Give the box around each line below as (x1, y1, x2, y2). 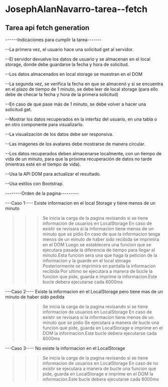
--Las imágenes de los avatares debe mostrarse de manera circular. (5, 141, 145, 147)
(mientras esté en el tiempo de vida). (5, 161, 81, 167)
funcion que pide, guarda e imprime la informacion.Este (42, 274, 157, 279)
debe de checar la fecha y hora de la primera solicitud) (5, 92, 119, 97)
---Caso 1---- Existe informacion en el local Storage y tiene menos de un (5, 200, 155, 206)
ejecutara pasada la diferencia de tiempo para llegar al (42, 247, 155, 253)
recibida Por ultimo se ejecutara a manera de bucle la (42, 268, 153, 274)
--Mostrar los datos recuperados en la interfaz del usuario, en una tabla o (5, 116, 157, 122)
